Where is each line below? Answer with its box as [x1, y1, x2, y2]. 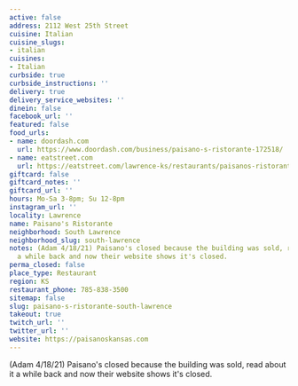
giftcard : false [9, 169, 69, 178]
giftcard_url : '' [9, 186, 74, 195]
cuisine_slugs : [9, 37, 66, 47]
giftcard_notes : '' [9, 178, 82, 187]
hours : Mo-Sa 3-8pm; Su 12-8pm [9, 194, 125, 204]
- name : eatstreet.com [9, 153, 93, 162]
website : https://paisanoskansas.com [9, 335, 149, 343]
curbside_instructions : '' [9, 79, 109, 88]
